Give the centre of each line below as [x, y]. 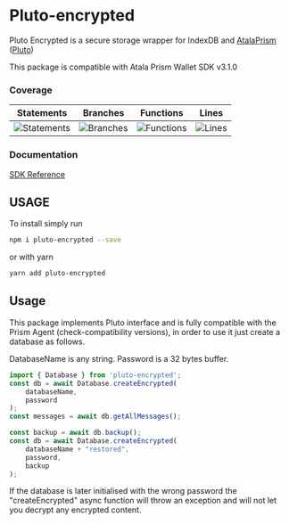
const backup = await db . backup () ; [75, 433]
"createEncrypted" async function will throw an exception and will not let [143, 501]
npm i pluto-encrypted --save [66, 240]
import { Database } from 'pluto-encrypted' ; [95, 375]
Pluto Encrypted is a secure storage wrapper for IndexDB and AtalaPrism [143, 40]
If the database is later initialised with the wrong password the [124, 491]
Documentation [44, 155]
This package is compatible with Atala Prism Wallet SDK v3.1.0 [124, 67]
